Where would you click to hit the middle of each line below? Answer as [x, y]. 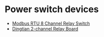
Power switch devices [52, 9]
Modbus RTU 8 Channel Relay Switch [51, 23]
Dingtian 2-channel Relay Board [45, 28]
